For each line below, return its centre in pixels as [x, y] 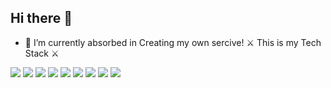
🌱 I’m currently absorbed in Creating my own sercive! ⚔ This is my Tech [173, 42]
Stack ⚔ [42, 53]
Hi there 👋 [41, 18]
